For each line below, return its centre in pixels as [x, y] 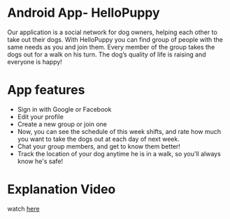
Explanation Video [62, 189]
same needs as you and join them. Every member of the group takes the [111, 47]
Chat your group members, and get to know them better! [99, 146]
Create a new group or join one [62, 124]
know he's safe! [40, 161]
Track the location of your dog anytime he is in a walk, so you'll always [119, 153]
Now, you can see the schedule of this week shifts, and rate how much [119, 131]
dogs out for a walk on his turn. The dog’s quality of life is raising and [107, 54]
